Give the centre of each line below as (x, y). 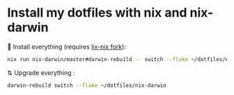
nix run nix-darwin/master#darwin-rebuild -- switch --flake (98, 59)
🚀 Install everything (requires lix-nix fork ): (67, 46)
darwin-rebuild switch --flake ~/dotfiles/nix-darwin (87, 85)
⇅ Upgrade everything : (41, 72)
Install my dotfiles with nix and (97, 13)
